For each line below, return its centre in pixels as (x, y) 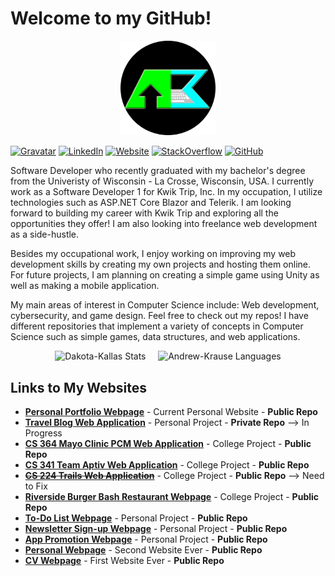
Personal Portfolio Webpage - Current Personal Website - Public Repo (171, 411)
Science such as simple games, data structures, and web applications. (155, 337)
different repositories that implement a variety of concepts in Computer (157, 326)
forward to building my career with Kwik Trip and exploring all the (144, 213)
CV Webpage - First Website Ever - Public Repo (124, 560)
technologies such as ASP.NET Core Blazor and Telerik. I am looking (151, 203)
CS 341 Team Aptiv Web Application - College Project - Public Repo (167, 464)
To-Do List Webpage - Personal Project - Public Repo (136, 518)
